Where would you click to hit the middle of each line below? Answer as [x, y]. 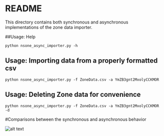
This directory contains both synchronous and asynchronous [67, 22]
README [24, 9]
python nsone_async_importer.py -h [41, 45]
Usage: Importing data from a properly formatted [82, 61]
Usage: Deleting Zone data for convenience [73, 95]
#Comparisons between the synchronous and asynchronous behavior [76, 119]
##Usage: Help [20, 37]
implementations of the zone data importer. [49, 27]
